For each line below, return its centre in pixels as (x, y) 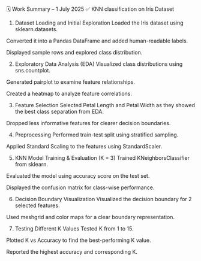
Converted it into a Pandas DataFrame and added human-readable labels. (97, 41)
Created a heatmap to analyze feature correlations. (69, 93)
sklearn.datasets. (36, 29)
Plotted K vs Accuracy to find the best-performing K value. (79, 240)
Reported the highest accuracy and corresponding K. (72, 252)
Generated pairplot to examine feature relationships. (70, 82)
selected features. (37, 205)
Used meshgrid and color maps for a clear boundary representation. (91, 217)
